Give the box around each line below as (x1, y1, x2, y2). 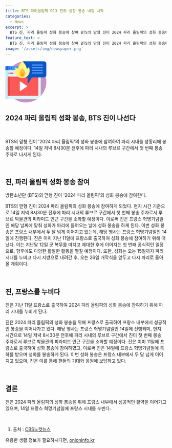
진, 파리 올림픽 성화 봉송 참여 (5, 177, 90, 186)
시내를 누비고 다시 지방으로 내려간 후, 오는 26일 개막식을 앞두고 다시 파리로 (5, 254, 154, 260)
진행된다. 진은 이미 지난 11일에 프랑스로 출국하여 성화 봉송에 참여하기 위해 (14, 235, 160, 241)
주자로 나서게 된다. (5, 151, 42, 157)
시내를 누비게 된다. (10, 308, 48, 314)
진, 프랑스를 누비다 (5, 287, 60, 296)
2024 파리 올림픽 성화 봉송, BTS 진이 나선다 (5, 114, 136, 123)
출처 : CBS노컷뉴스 (12, 426, 51, 432)
